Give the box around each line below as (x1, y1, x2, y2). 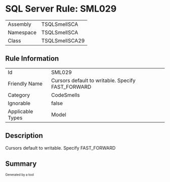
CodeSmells (51, 92, 80, 99)
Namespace (8, 29, 37, 36)
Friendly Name (8, 80, 43, 87)
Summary (5, 159, 37, 168)
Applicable (8, 108, 33, 115)
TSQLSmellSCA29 (41, 37, 85, 44)
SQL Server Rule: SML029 (5, 3, 117, 15)
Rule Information (5, 54, 59, 63)
